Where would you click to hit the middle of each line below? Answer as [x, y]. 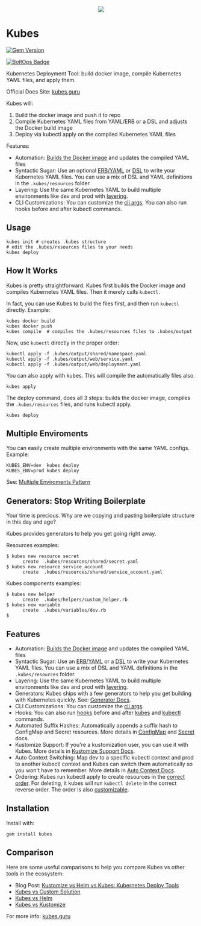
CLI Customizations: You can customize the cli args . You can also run [101, 202]
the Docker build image [44, 128]
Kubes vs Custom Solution [48, 892]
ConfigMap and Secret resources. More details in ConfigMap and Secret [104, 732]
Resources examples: [33, 545]
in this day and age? [31, 522]
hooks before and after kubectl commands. [68, 209]
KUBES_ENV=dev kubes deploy [43, 466]
